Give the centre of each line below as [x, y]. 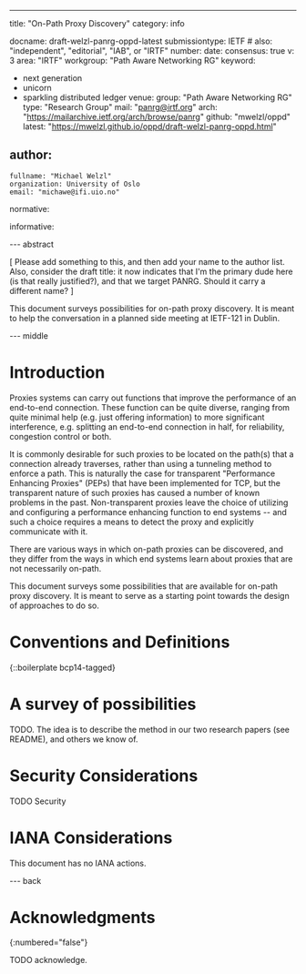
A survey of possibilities [103, 704]
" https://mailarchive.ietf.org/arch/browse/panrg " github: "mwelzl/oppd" [157, 117]
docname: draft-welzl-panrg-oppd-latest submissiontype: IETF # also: [141, 41]
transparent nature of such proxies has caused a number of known [135, 492]
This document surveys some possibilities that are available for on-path [143, 586]
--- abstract [32, 244]
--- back [25, 880]
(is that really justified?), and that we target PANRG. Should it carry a [138, 281]
